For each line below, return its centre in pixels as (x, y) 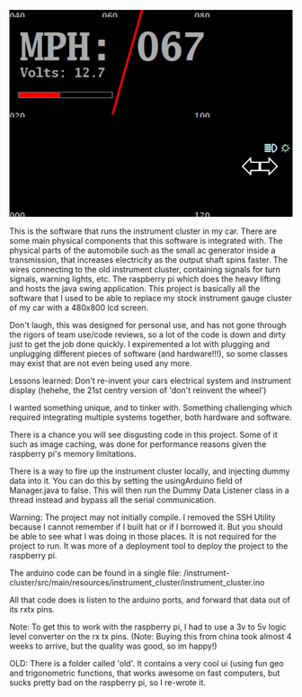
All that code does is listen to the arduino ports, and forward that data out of (150, 600)
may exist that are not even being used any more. (101, 363)
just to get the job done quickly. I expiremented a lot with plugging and (140, 344)
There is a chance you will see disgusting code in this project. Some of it (144, 434)
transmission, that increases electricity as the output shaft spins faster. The (149, 259)
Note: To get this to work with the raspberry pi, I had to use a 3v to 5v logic (148, 627)
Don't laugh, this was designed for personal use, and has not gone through (148, 325)
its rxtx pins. (32, 609)
